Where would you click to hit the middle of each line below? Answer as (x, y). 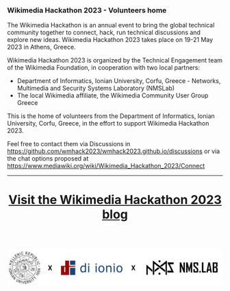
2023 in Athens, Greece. (42, 47)
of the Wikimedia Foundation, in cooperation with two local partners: (104, 68)
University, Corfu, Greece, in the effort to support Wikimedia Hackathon (108, 124)
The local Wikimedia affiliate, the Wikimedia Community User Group (113, 95)
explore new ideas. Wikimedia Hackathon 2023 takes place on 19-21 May (110, 40)
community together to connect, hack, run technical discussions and (104, 32)
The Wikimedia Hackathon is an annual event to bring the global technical (111, 25)
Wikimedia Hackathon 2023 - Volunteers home (87, 10)
